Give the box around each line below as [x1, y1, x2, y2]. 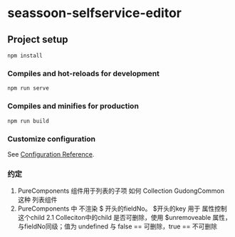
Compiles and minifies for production [7, 101, 139, 111]
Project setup [7, 33, 69, 46]
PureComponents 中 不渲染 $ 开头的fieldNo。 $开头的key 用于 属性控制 [17, 204, 227, 213]
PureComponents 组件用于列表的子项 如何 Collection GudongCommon [17, 186, 224, 195]
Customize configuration [7, 134, 96, 144]
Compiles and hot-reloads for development [7, 68, 160, 78]
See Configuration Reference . [7, 149, 95, 158]
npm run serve [7, 85, 50, 92]
